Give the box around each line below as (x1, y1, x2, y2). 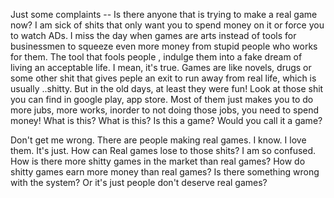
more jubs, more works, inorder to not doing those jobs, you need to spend (10, 104, 319, 116)
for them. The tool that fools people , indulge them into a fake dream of (10, 51, 303, 63)
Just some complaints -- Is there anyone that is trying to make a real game (10, 9, 318, 20)
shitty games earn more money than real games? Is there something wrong (10, 166, 320, 178)
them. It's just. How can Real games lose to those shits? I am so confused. (10, 145, 317, 156)
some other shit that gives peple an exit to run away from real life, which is (10, 72, 317, 84)
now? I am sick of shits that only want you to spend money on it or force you (10, 19, 325, 31)
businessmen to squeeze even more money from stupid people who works (10, 40, 318, 52)
